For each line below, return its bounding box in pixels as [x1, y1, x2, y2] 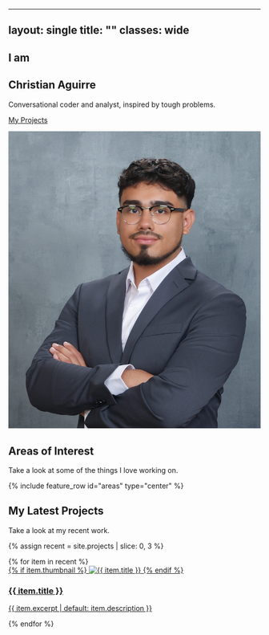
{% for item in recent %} [8, 556, 89, 566]
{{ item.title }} [8, 585, 64, 596]
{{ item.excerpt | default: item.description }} [8, 604, 152, 613]
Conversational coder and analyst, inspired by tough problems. [8, 100, 216, 109]
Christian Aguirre [8, 78, 96, 92]
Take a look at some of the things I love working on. [8, 465, 179, 474]
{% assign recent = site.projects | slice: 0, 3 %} [8, 541, 164, 551]
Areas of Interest [8, 444, 94, 458]
